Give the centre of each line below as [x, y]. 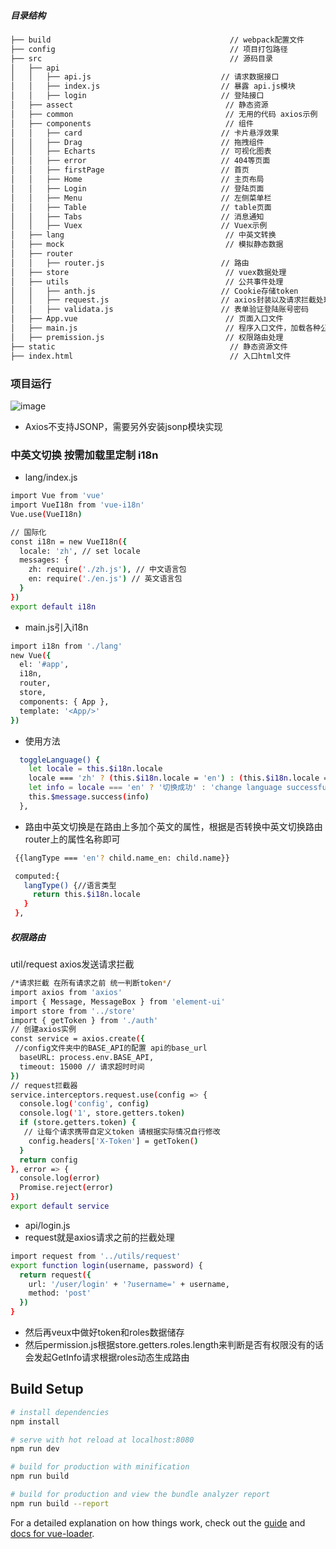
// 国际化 [28, 532]
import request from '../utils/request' [96, 1256]
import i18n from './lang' [66, 646]
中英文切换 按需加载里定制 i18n [84, 455]
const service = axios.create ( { [77, 1039]
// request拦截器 [44, 1085]
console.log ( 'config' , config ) [84, 1104]
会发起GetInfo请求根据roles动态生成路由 [107, 1357]
